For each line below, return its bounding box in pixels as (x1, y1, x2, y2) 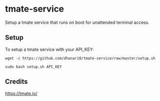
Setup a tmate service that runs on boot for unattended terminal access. (5, 19, 150, 25)
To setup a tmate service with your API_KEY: (5, 46, 94, 52)
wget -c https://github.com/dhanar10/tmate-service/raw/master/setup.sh (5, 56, 156, 61)
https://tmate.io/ (5, 90, 37, 96)
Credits (5, 78, 28, 86)
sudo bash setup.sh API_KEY (5, 64, 62, 69)
